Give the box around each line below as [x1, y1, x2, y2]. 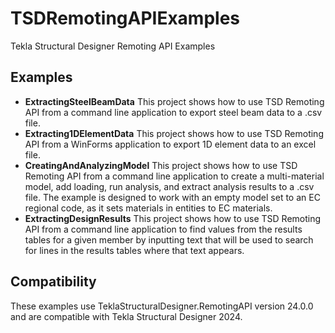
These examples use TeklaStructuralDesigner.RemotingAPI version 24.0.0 [10, 300, 314, 312]
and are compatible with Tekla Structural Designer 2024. [10, 310, 243, 322]
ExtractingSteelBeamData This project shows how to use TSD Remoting [24, 95, 325, 107]
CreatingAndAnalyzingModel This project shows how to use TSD [24, 159, 298, 171]
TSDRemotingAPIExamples [10, 7, 241, 30]
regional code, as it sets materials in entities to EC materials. [24, 202, 273, 214]
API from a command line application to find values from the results [24, 223, 303, 235]
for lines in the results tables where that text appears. [24, 244, 245, 256]
